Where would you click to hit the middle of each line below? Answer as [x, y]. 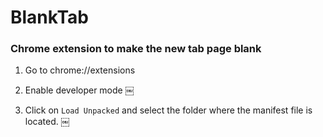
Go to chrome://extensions [80, 70]
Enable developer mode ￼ [79, 90]
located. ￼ [47, 122]
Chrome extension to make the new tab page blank [136, 49]
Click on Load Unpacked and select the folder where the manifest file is [168, 110]
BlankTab [50, 17]
